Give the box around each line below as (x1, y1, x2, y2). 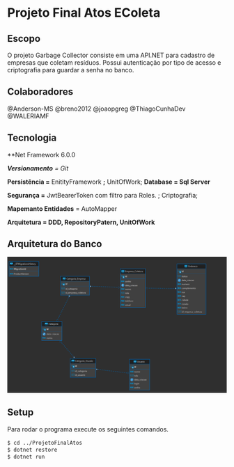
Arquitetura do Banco (7, 238, 102, 250)
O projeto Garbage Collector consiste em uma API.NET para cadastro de (7, 51, 215, 59)
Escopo (7, 33, 40, 45)
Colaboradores (7, 86, 74, 98)
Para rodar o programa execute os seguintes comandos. (7, 425, 169, 433)
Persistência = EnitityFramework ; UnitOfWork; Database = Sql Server (7, 177, 210, 186)
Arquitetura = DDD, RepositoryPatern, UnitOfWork (7, 218, 155, 226)
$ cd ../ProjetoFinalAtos (7, 439, 82, 446)
